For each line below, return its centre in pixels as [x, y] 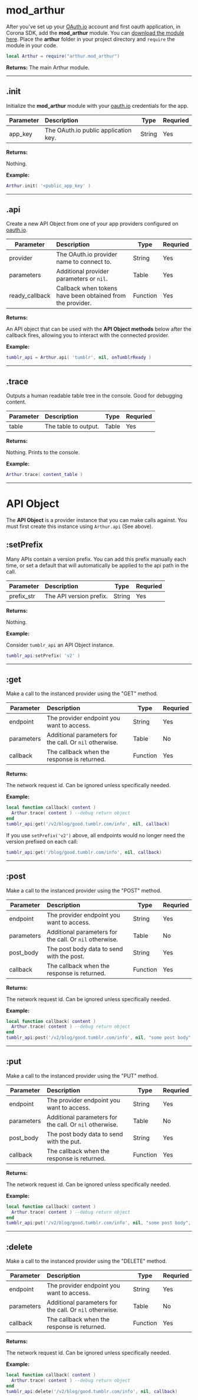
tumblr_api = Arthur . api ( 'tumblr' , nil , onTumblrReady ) [79, 358]
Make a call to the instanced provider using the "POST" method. [84, 890]
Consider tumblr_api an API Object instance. [60, 645]
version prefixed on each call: [42, 841]
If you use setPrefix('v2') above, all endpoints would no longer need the [95, 835]
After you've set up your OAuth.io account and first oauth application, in [93, 27]
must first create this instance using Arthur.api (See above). [80, 526]
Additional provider [82, 272]
